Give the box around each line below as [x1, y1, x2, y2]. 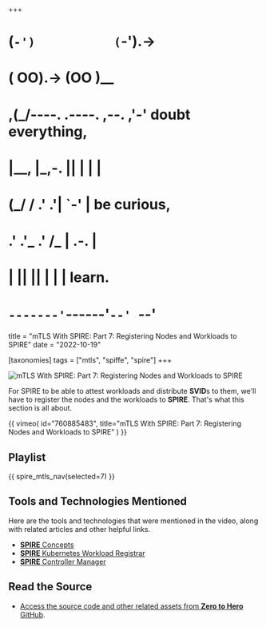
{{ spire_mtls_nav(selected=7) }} [8, 472, 116, 482]
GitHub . [19, 609, 46, 619]
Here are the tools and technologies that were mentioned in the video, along [8, 516, 259, 526]
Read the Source [8, 580, 93, 593]
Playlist [8, 450, 46, 464]
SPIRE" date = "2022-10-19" [8, 340, 101, 350]
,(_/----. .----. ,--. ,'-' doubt [8, 105, 191, 124]
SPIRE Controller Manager [19, 557, 106, 566]
